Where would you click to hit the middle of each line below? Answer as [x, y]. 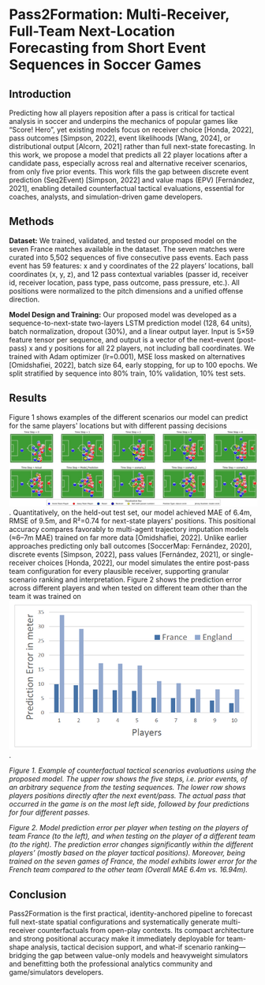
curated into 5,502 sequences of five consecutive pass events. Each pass [129, 257]
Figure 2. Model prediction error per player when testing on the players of [129, 828]
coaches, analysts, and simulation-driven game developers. [106, 197]
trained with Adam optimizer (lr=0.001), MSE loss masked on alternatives [127, 356]
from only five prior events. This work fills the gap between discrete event [129, 172]
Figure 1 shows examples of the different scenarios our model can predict [129, 417]
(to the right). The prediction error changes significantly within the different [131, 845]
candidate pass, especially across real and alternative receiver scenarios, [128, 163]
